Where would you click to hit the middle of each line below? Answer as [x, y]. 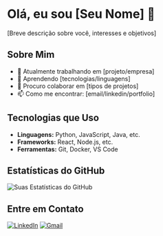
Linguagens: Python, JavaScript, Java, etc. [78, 134]
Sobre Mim [31, 55]
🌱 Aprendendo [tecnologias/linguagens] [74, 78]
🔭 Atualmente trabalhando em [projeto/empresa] [86, 71]
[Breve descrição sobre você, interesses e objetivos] [82, 33]
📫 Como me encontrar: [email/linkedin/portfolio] [86, 94]
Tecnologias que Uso [53, 118]
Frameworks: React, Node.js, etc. [65, 142]
